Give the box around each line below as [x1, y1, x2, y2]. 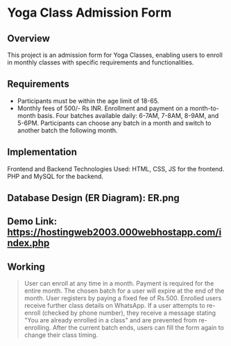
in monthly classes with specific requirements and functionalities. [7, 58, 194, 67]
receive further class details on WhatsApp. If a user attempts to [24, 302, 206, 310]
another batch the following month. [17, 126, 118, 135]
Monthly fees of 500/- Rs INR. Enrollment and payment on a [17, 104, 189, 112]
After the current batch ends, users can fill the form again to [52, 324, 224, 332]
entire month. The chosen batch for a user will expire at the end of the [24, 286, 225, 295]
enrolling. [24, 324, 51, 332]
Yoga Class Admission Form [7, 5, 172, 21]
